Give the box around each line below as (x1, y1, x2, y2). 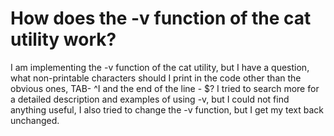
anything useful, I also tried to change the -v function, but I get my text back (10, 103, 324, 116)
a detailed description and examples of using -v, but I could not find (10, 93, 290, 105)
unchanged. (10, 114, 60, 126)
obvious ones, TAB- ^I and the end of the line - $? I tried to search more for (10, 82, 320, 94)
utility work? (10, 28, 117, 51)
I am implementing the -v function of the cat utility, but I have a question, (10, 61, 310, 73)
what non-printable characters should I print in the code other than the (10, 72, 302, 84)
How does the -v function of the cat (10, 7, 312, 30)
